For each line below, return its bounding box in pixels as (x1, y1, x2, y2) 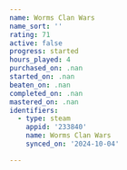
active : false (9, 38, 63, 48)
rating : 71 (9, 30, 51, 39)
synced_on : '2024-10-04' (25, 139, 120, 148)
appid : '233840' (25, 123, 88, 132)
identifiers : (9, 106, 59, 115)
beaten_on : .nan (9, 80, 71, 90)
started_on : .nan (9, 72, 75, 81)
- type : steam (17, 114, 71, 123)
